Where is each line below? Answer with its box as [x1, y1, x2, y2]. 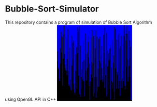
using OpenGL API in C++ [5, 96, 57, 102]
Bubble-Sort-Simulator [5, 3, 99, 14]
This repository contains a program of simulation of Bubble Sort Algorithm [5, 19, 152, 25]
